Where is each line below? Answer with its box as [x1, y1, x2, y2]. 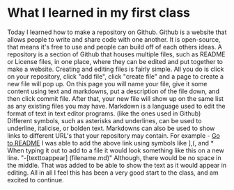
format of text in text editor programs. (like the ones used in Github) [7, 109, 201, 118]
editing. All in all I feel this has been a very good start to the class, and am [7, 168, 219, 177]
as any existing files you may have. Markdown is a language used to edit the [7, 102, 226, 110]
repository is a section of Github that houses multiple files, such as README [7, 50, 226, 58]
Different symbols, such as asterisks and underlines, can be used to [7, 116, 202, 125]
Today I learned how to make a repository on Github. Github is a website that [7, 28, 227, 36]
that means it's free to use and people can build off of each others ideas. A [7, 42, 223, 51]
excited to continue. [7, 175, 64, 184]
